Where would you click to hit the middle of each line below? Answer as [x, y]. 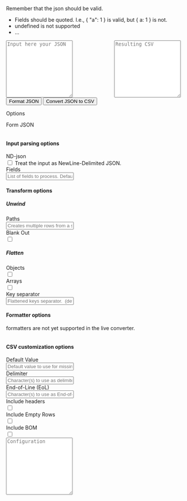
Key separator [23, 294]
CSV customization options [40, 346]
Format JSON [24, 101]
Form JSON [20, 125]
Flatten [15, 253]
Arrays [14, 281]
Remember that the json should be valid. [55, 8]
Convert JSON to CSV [70, 101]
